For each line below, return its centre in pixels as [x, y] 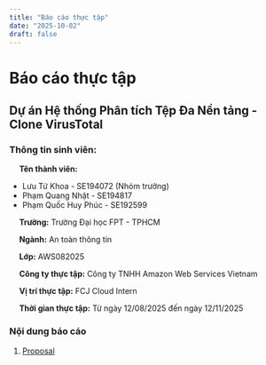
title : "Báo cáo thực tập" [59, 17]
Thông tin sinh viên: [53, 149]
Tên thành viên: [48, 169]
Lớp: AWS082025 [52, 257]
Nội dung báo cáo [48, 331]
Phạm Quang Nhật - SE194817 [77, 195]
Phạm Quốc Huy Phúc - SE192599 [85, 205]
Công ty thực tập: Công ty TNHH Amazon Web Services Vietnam [139, 274]
